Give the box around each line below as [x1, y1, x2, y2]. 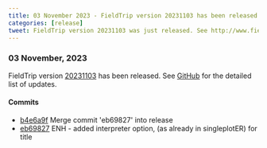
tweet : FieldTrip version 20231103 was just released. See [8, 26, 208, 34]
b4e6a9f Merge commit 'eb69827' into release [19, 115, 173, 124]
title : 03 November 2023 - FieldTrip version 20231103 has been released [8, 11, 258, 20]
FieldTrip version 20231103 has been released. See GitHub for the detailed [8, 71, 252, 80]
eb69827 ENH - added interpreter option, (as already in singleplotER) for [19, 123, 258, 133]
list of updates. [8, 79, 57, 88]
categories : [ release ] [8, 19, 83, 27]
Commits [8, 97, 40, 107]
